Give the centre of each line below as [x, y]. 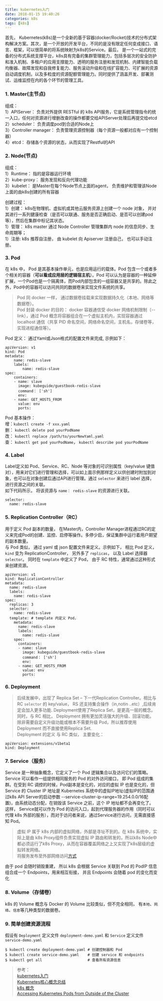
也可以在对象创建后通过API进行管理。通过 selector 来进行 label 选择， [84, 478]
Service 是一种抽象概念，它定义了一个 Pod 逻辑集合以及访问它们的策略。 [78, 773]
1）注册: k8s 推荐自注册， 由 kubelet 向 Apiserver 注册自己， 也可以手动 [77, 239]
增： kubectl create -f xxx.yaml [38, 424]
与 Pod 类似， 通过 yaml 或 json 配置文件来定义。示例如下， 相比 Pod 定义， [81, 547]
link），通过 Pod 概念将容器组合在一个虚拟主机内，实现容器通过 [80, 316]
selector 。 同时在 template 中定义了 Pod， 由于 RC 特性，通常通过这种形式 [80, 559]
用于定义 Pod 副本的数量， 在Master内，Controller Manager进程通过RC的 [78, 529]
